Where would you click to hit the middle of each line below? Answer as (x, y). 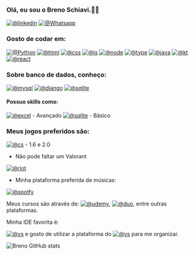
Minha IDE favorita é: (33, 222)
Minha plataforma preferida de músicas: (65, 180)
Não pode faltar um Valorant (51, 157)
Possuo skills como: (32, 102)
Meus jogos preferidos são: (48, 131)
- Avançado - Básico (72, 116)
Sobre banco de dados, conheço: (57, 75)
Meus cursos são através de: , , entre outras (87, 204)
